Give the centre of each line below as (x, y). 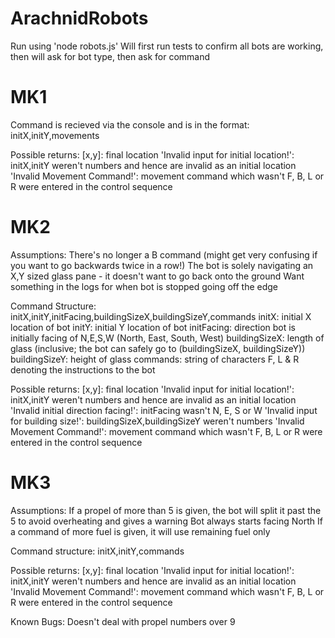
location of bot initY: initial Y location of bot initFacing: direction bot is (153, 327)
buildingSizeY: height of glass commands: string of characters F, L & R (155, 359)
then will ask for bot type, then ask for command (110, 56)
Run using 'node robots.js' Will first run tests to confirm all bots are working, (167, 46)
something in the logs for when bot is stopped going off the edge (144, 286)
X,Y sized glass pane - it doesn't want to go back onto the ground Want (157, 276)
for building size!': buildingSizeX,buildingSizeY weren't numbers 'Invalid (157, 421)
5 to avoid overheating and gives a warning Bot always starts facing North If (166, 521)
